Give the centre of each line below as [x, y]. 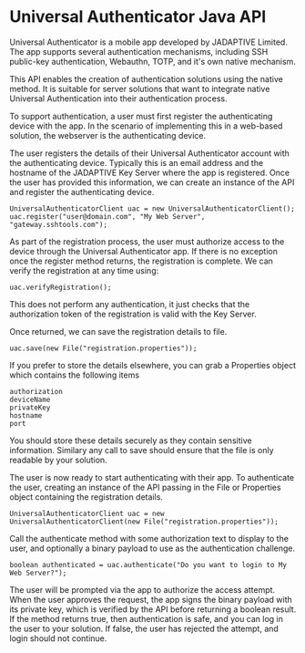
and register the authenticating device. [82, 192]
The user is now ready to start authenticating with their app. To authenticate [152, 477]
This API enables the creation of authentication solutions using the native [147, 78]
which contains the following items [74, 375]
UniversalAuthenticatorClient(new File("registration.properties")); [144, 522]
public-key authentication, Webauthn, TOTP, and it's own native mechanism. [152, 61]
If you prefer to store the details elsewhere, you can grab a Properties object [152, 365]
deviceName [30, 399]
